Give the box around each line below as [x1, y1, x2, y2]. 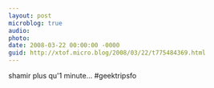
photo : [8, 34, 30, 42]
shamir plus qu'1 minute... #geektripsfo [8, 71, 137, 80]
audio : [8, 26, 30, 34]
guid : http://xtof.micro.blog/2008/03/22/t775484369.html [8, 49, 206, 57]
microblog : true [8, 19, 63, 27]
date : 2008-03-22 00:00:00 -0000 [8, 42, 120, 50]
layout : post [8, 11, 52, 20]
